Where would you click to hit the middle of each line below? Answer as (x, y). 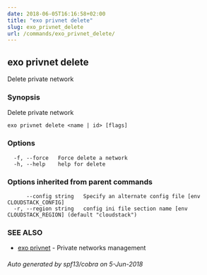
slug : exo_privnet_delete (45, 27)
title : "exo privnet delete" (50, 20)
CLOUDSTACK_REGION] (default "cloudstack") (72, 215)
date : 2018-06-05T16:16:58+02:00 (57, 14)
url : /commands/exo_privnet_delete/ (61, 33)
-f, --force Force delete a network (71, 158)
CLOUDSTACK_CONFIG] (36, 202)
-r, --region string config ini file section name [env (101, 209)
